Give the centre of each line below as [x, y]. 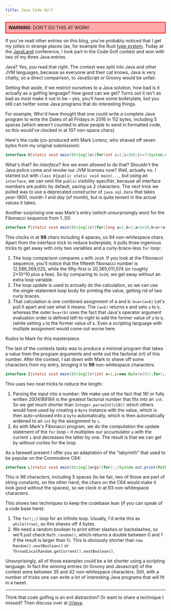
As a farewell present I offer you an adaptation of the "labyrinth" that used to [85, 452]
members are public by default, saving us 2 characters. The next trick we [82, 186]
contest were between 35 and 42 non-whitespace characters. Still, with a [82, 572]
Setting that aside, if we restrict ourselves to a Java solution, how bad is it [82, 87]
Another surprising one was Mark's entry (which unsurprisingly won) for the [85, 212]
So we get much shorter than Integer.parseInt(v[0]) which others [83, 404]
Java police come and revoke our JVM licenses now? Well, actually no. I [81, 170]
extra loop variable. [33, 280]
